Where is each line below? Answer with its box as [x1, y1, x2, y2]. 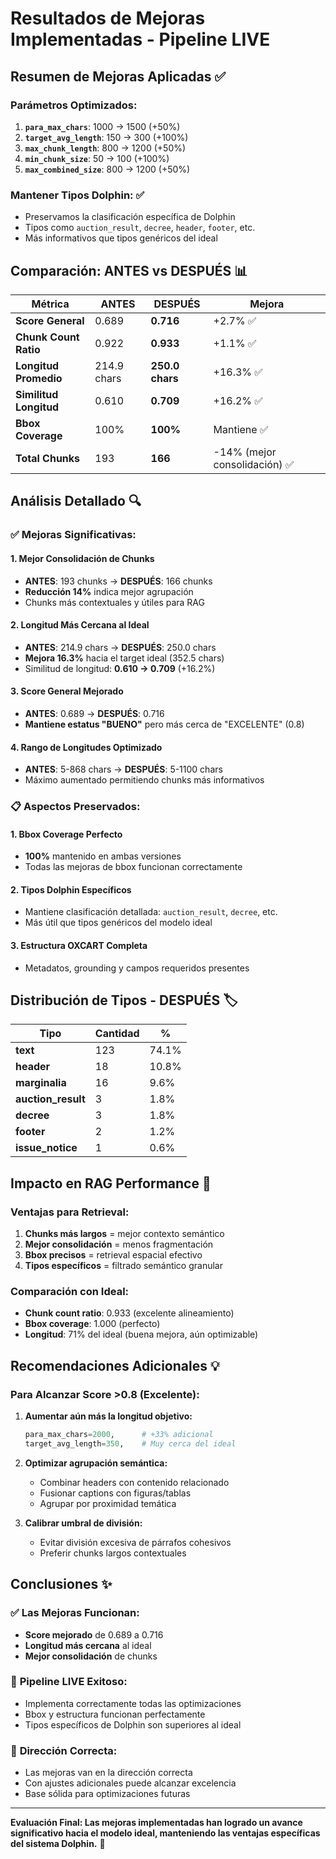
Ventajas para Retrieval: [10, 1205, 130, 1219]
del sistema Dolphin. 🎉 [10, 1838, 106, 1850]
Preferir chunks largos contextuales [39, 1547, 187, 1559]
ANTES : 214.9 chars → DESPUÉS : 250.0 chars [24, 641, 217, 653]
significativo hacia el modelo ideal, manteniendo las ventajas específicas [10, 1827, 321, 1839]
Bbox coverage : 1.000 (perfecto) [24, 1318, 161, 1330]
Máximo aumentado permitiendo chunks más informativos [24, 774, 265, 786]
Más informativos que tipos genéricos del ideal [24, 232, 218, 244]
